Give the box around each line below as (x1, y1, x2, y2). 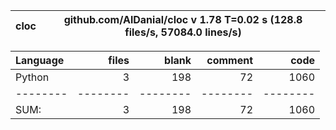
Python (15, 70, 50, 84)
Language (15, 54, 65, 67)
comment (206, 54, 253, 67)
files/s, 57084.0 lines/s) (124, 25, 242, 39)
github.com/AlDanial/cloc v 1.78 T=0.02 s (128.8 (63, 13, 303, 26)
